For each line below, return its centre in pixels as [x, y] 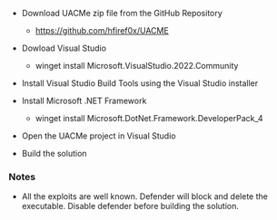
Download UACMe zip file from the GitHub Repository [122, 13]
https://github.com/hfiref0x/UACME [102, 30]
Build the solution [54, 153]
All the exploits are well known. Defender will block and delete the [145, 196]
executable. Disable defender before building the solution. [130, 206]
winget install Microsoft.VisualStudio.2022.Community [137, 66]
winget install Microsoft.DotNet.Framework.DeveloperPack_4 [149, 118]
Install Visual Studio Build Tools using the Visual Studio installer [140, 83]
